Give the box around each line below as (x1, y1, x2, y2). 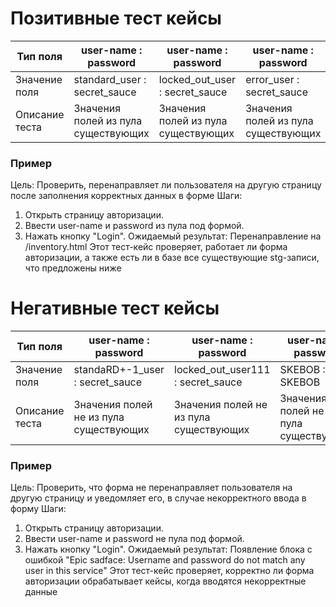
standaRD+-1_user (73, 363, 165, 377)
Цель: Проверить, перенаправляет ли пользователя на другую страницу (10, 179, 322, 191)
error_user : (245, 72, 300, 86)
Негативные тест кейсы (10, 297, 220, 320)
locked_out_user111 (174, 363, 271, 377)
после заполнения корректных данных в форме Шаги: (10, 190, 243, 202)
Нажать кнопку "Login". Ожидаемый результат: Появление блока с (24, 543, 313, 556)
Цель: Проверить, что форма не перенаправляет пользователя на (10, 482, 293, 494)
